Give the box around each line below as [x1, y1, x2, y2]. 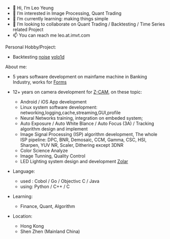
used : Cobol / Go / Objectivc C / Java [20, 178, 100, 184]
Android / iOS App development [20, 99, 87, 104]
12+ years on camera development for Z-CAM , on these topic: [12, 89, 142, 95]
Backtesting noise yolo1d [12, 54, 65, 60]
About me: [5, 64, 27, 70]
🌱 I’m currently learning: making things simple [12, 16, 109, 21]
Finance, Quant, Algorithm [20, 203, 75, 209]
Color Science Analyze [20, 148, 68, 153]
